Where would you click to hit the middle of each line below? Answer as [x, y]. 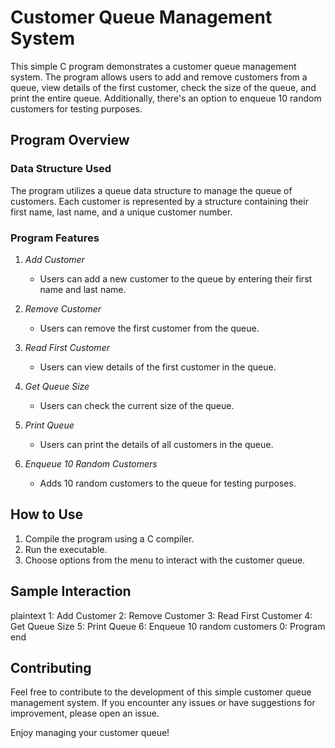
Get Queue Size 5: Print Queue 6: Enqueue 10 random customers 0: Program [168, 626]
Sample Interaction [71, 591]
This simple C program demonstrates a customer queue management [153, 66]
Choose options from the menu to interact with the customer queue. [165, 560]
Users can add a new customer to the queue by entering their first [176, 278]
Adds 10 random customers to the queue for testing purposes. [168, 483]
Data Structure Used [61, 169]
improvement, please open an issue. [85, 713]
